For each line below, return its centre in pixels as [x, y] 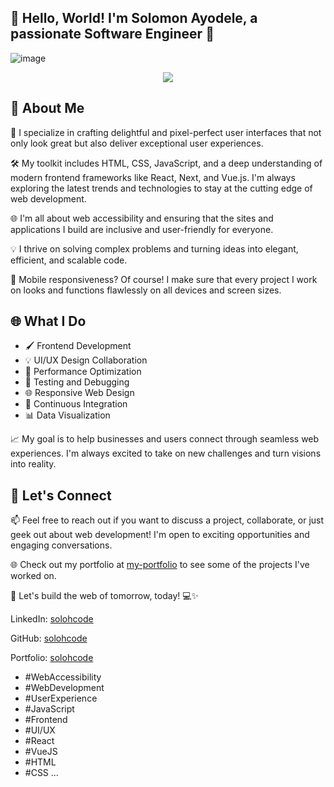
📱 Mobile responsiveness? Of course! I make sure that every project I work [164, 279]
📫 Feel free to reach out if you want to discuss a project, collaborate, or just [167, 520]
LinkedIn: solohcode [52, 619]
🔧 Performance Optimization [83, 372]
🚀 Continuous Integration [76, 404]
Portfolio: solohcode [52, 658]
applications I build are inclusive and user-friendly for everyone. [142, 229]
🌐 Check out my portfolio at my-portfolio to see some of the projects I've [160, 565]
